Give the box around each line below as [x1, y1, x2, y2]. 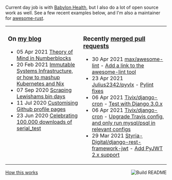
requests [83, 42, 109, 50]
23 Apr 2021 [92, 74, 124, 82]
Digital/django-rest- [92, 138, 142, 145]
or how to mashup [16, 73, 60, 81]
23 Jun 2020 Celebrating [16, 112, 78, 119]
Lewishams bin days [16, 93, 66, 100]
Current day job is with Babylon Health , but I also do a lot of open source [5, 5, 159, 10]
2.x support [92, 151, 120, 158]
